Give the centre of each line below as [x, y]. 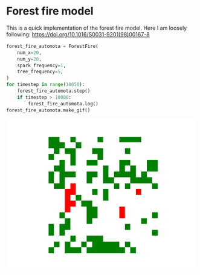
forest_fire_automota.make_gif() [48, 110]
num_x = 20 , [30, 53]
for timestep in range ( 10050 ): [46, 85]
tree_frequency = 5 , [40, 72]
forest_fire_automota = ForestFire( [52, 46]
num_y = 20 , [30, 59]
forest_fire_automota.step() [54, 91]
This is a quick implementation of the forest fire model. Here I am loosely [97, 28]
